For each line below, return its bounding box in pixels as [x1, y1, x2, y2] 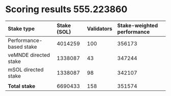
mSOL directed [8, 66, 44, 73]
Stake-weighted [117, 22, 158, 29]
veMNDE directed [8, 51, 50, 58]
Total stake [8, 82, 36, 89]
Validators [87, 25, 113, 32]
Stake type [8, 25, 35, 32]
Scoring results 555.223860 [5, 4, 128, 15]
